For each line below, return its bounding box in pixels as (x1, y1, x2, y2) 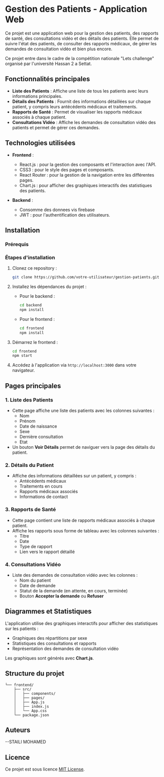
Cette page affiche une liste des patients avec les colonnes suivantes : (12, 407, 155, 413)
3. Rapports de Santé (5, 506, 56, 513)
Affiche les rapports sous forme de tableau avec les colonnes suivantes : (12, 528, 160, 533)
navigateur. (12, 368, 35, 373)
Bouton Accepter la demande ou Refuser (19, 593, 104, 599)
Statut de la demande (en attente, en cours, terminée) (19, 588, 128, 593)
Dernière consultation (19, 434, 64, 439)
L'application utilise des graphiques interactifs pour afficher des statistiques (5, 620, 158, 626)
